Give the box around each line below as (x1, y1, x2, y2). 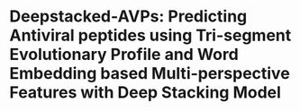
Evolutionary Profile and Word (9, 45, 239, 64)
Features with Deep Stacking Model (9, 82, 282, 103)
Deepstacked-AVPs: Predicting (9, 6, 248, 27)
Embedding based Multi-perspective (9, 64, 290, 84)
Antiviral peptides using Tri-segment (9, 25, 292, 46)
